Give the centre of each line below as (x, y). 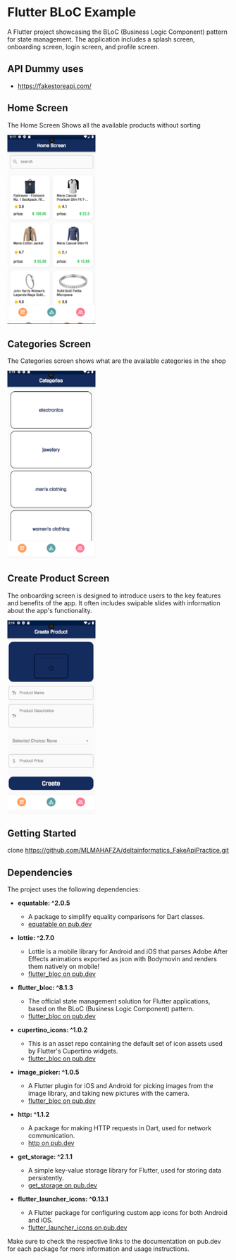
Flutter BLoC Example (72, 12)
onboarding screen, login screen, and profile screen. (83, 47)
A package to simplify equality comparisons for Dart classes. (116, 917)
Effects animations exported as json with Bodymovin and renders (122, 959)
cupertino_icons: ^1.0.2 (52, 1030)
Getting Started (42, 833)
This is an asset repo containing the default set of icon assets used (125, 1044)
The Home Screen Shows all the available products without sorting (104, 125)
